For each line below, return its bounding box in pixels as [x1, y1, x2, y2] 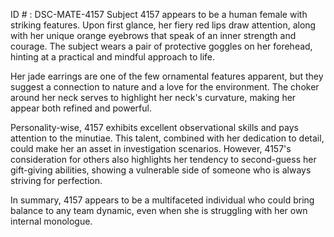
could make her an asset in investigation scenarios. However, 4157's [10, 143, 292, 154]
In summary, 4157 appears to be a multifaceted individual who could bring [10, 194, 315, 206]
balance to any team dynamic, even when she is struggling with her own [10, 205, 308, 216]
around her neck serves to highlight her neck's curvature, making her [10, 92, 297, 103]
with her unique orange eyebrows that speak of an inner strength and [10, 30, 297, 41]
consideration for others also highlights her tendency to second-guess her [10, 154, 317, 165]
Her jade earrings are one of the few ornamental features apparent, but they [10, 70, 324, 82]
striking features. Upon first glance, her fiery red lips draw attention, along [10, 19, 317, 31]
